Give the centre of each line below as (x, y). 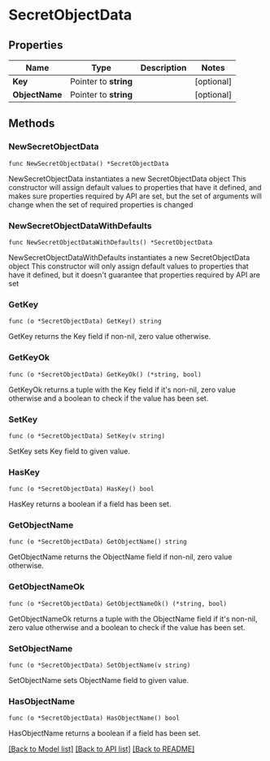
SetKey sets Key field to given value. (70, 451)
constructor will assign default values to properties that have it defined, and (135, 187)
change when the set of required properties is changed (101, 204)
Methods (32, 124)
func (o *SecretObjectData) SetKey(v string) (87, 436)
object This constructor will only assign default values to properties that (129, 266)
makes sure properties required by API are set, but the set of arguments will (135, 196)
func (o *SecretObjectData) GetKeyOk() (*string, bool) (105, 374)
